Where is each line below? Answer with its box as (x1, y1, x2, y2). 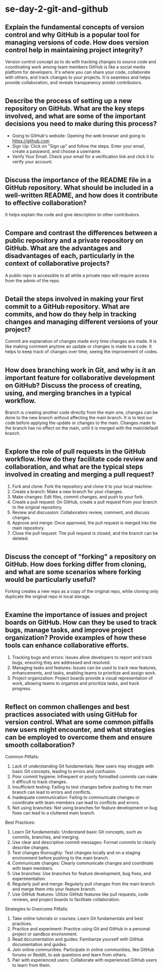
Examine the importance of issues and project (5, 610, 147, 619)
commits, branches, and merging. (12, 834, 80, 840)
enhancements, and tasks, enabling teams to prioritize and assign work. (12, 670, 157, 676)
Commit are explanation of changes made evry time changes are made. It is (5, 339, 157, 344)
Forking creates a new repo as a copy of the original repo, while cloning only (5, 588, 159, 594)
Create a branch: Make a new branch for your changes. (12, 488, 123, 495)
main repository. (12, 525, 45, 531)
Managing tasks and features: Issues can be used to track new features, (12, 664, 157, 671)
